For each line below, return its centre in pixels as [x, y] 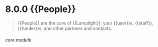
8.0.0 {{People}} [41, 9]
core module [18, 40]
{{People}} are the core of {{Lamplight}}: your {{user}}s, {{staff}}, [85, 23]
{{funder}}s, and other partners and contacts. [65, 28]
